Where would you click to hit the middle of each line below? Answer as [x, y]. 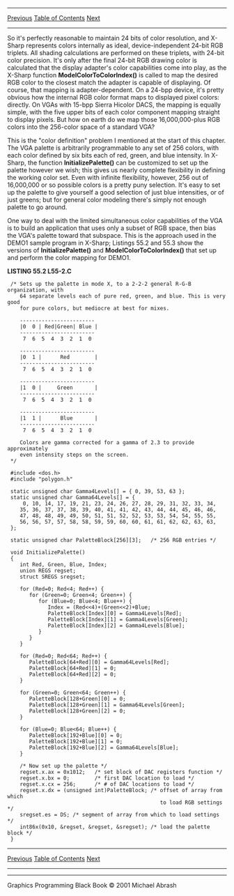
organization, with [36, 290]
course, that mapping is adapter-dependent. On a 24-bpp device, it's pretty [116, 90]
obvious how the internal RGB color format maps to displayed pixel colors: [113, 97]
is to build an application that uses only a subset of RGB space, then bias [112, 228]
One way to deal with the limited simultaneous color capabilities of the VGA [115, 221]
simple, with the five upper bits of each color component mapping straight [114, 112]
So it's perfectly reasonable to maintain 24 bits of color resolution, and [108, 38]
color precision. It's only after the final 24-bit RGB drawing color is [102, 60]
